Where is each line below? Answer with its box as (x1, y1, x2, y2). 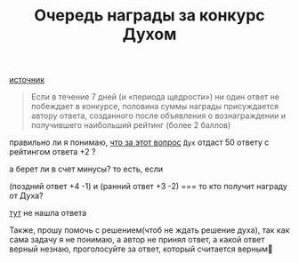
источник (9, 75, 45, 85)
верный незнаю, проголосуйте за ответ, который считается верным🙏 (9, 243, 273, 254)
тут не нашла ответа (9, 208, 87, 219)
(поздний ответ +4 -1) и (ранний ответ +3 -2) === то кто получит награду (9, 181, 287, 192)
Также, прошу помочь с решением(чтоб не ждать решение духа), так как (9, 225, 290, 235)
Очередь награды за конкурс (34, 5, 265, 26)
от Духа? (9, 190, 44, 201)
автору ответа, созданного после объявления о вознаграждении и (30, 110, 287, 121)
